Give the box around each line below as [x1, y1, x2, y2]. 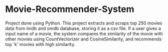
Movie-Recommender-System [5, 3, 134, 15]
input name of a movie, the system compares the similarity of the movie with [5, 30, 163, 36]
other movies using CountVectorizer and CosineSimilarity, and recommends [5, 36, 162, 42]
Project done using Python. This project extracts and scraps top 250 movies [5, 20, 162, 26]
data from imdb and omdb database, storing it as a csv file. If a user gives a [5, 25, 161, 31]
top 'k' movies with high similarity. [5, 41, 76, 47]
